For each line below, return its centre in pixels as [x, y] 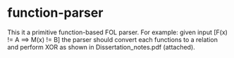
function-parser [55, 13]
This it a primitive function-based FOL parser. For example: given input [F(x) [117, 32]
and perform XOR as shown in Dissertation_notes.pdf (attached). [101, 47]
